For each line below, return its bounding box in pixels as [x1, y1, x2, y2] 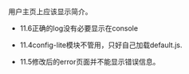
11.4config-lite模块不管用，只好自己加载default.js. [19, 40, 183, 50]
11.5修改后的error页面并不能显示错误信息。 [19, 57, 160, 66]
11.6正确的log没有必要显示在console [19, 24, 138, 33]
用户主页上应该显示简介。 [8, 7, 93, 16]
